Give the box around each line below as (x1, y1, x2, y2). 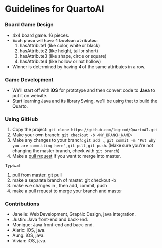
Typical (5, 163, 20, 168)
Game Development (5, 76, 54, 83)
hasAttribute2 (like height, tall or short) (19, 48, 99, 54)
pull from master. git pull (12, 172, 62, 178)
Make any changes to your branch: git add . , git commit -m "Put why (12, 137, 156, 143)
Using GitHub (5, 115, 38, 122)
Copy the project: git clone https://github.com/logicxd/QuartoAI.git (12, 127, 158, 133)
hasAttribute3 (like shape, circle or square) (19, 53, 107, 59)
